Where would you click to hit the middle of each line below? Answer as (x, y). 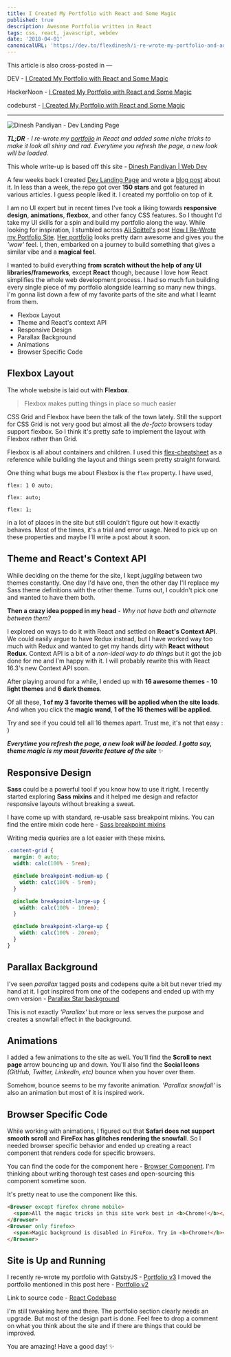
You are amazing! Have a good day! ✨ (61, 1347)
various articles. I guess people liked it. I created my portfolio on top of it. (111, 194)
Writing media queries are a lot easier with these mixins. (87, 838)
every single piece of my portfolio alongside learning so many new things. (112, 287)
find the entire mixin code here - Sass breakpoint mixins (87, 825)
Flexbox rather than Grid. (42, 439)
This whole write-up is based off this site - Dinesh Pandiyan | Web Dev (107, 167)
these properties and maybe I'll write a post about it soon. (89, 537)
